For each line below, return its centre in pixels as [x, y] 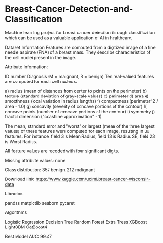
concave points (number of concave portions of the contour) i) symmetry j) [80, 111]
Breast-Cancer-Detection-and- [69, 9]
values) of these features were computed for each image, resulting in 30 [77, 131]
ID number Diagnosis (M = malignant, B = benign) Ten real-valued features [80, 76]
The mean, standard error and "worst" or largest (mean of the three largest [80, 126]
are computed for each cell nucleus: [41, 81]
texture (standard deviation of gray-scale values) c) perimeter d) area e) [77, 96]
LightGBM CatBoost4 [26, 227]
